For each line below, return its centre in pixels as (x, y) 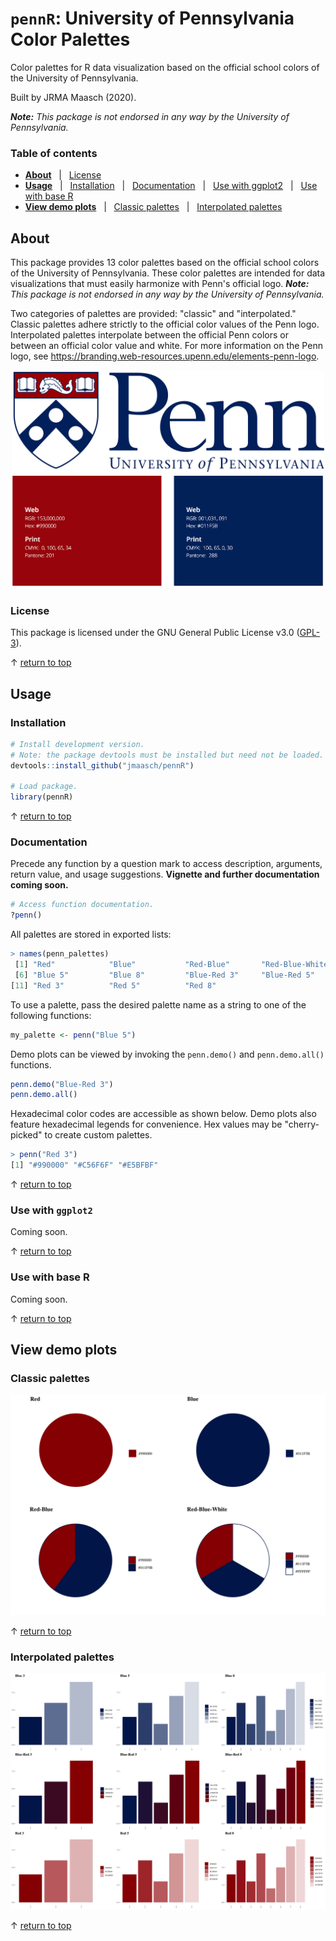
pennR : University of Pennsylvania (152, 18)
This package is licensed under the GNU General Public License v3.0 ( (155, 633)
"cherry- (302, 1124)
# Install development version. (77, 744)
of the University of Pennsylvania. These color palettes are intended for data (168, 273)
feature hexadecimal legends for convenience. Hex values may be (146, 1124)
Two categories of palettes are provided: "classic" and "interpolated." (153, 314)
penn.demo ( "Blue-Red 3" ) (62, 1084)
